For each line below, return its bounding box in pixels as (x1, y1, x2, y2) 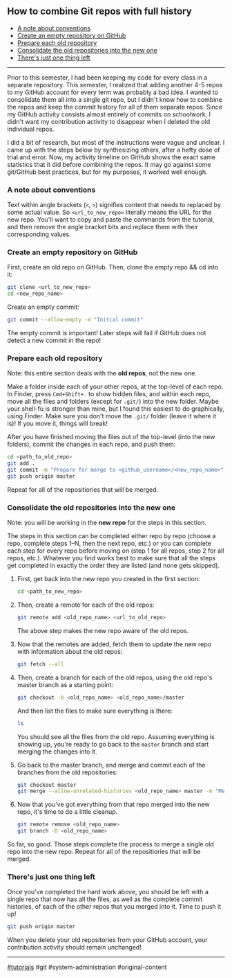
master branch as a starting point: (17, 680, 114, 688)
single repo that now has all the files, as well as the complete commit (7, 895, 203, 903)
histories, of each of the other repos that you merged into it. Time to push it (7, 903, 222, 911)
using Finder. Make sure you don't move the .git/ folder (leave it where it (7, 412, 217, 420)
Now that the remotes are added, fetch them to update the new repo (17, 640, 212, 648)
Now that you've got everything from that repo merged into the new (17, 800, 210, 809)
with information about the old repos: (17, 647, 123, 655)
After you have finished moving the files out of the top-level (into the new (7, 433, 215, 441)
